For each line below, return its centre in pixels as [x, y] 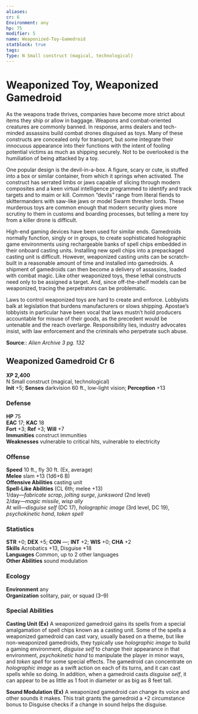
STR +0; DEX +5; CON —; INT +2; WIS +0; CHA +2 [69, 542]
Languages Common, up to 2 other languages [63, 555]
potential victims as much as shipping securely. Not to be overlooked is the [98, 152]
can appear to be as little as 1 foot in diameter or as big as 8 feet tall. [89, 680]
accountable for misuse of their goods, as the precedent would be [87, 318]
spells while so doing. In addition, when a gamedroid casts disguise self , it [96, 674]
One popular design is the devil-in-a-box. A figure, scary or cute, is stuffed [97, 169]
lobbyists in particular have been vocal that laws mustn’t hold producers [94, 312]
